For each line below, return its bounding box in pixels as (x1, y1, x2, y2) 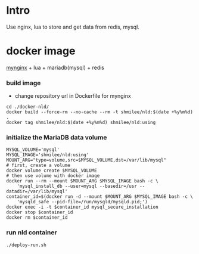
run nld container (6, 228, 58, 237)
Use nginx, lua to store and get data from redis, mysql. (6, 23, 140, 30)
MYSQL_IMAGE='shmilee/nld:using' (6, 152, 89, 158)
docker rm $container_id (6, 215, 68, 221)
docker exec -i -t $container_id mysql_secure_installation (6, 204, 159, 210)
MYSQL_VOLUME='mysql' (6, 147, 60, 153)
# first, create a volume (6, 162, 70, 169)
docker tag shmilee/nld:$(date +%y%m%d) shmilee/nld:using (6, 120, 156, 126)
